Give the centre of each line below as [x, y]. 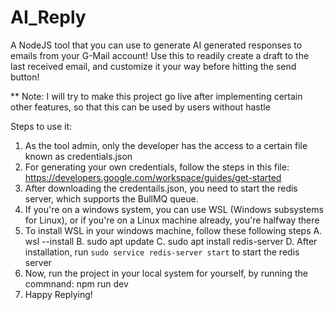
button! [25, 77]
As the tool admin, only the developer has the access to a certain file [166, 145]
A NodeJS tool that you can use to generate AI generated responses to [156, 45]
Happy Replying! [58, 294]
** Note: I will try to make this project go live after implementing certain [156, 96]
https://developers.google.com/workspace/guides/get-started [153, 177]
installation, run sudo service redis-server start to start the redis [162, 252]
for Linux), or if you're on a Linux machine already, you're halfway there [172, 220]
